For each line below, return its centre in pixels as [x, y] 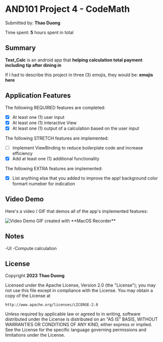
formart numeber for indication [44, 184]
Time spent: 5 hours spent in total [40, 32]
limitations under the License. [35, 335]
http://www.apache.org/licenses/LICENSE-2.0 [52, 305]
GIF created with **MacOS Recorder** [76, 221]
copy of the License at [28, 296]
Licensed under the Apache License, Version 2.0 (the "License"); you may [81, 285]
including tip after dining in [33, 65]
